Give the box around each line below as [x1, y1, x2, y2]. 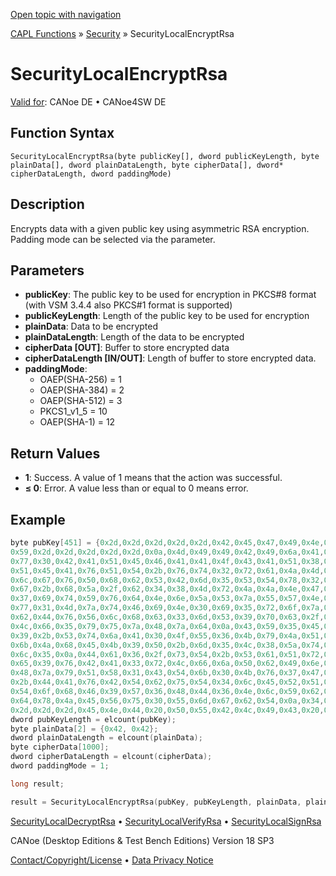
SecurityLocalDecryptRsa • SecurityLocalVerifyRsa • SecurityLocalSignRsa [10, 815, 322, 827]
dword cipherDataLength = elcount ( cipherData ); [10, 752, 213, 762]
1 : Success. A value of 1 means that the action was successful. [24, 472, 283, 484]
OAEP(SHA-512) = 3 [39, 395, 123, 407]
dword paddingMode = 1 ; [10, 761, 110, 771]
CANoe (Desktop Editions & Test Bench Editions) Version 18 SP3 [10, 834, 275, 846]
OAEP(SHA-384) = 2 [39, 384, 125, 396]
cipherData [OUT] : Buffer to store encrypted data [24, 342, 230, 354]
